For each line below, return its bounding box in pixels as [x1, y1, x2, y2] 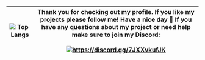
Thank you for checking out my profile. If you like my [37, 8, 195, 16]
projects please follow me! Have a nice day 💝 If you [40, 15, 192, 24]
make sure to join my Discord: [71, 30, 160, 39]
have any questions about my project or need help [41, 23, 191, 31]
